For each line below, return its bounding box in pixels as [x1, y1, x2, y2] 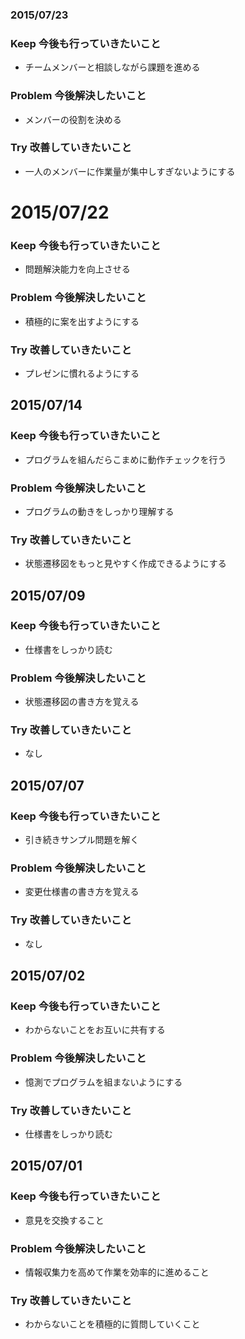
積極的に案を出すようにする [24, 315, 140, 327]
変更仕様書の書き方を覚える [24, 886, 140, 898]
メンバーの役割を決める [24, 113, 122, 125]
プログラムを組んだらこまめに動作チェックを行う [24, 453, 227, 465]
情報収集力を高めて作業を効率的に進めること [24, 1266, 210, 1278]
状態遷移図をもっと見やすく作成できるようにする [24, 558, 227, 570]
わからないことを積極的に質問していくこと [24, 1318, 201, 1330]
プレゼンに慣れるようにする [24, 367, 140, 379]
